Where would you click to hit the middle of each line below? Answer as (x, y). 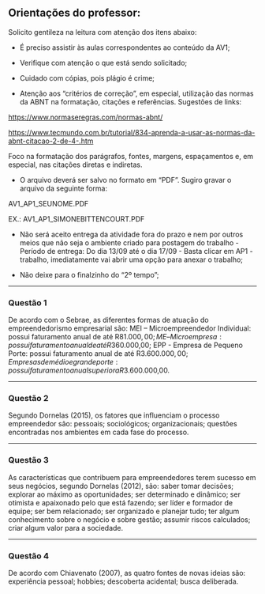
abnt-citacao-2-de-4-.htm (51, 141)
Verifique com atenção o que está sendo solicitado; (103, 62)
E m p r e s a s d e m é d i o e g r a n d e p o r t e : (63, 362)
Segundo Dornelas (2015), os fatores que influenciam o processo (114, 415)
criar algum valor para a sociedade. (66, 528)
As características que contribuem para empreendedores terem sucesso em (132, 477)
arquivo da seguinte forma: (63, 188)
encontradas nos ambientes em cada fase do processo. (99, 432)
